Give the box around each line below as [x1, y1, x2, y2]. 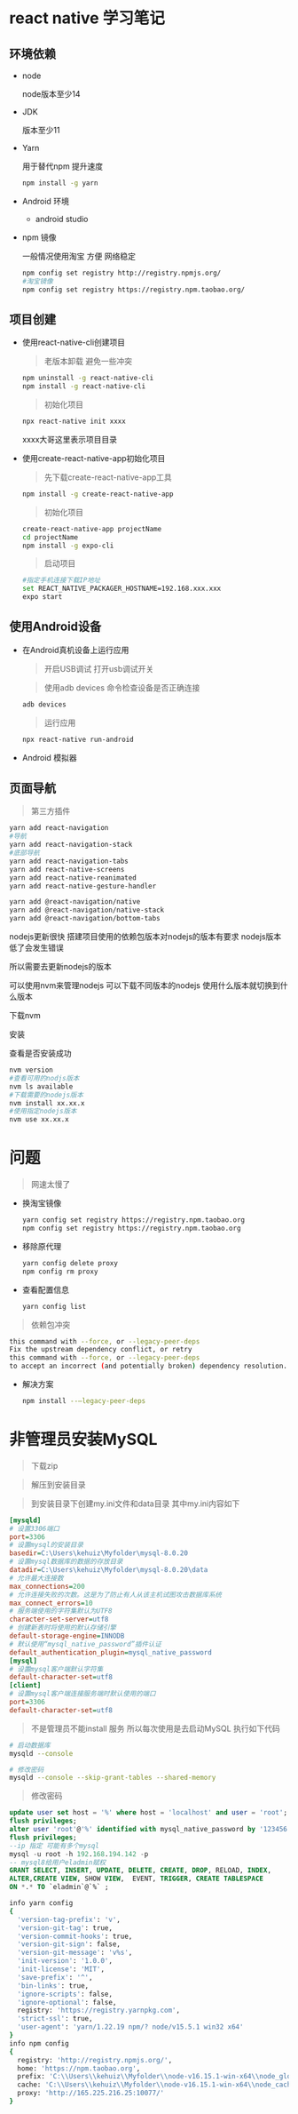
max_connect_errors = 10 [9, 1599, 93, 1607]
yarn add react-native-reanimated [9, 873, 137, 882]
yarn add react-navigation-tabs [9, 857, 129, 866]
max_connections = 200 [9, 1582, 86, 1591]
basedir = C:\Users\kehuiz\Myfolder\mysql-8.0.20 [9, 1549, 189, 1558]
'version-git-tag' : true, [17, 1923, 114, 1933]
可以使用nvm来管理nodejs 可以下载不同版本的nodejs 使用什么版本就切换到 [9, 980, 281, 991]
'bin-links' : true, [17, 1981, 90, 1990]
